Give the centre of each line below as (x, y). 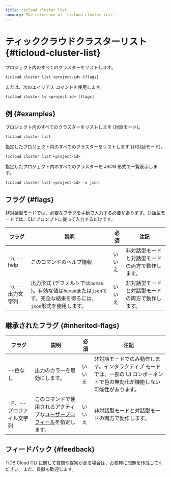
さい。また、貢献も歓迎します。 (43, 469)
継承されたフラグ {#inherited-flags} (63, 326)
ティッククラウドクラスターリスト (76, 42)
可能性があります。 (117, 389)
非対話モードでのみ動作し (125, 359)
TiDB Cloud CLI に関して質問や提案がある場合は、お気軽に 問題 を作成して (82, 463)
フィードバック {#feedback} (50, 449)
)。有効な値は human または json (67, 291)
